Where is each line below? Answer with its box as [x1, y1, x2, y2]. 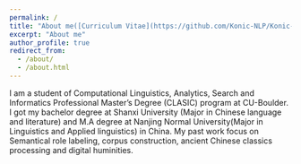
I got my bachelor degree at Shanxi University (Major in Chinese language [9, 107, 282, 117]
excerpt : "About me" [9, 30, 87, 39]
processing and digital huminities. [9, 144, 133, 155]
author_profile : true [9, 38, 90, 47]
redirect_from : [9, 47, 66, 56]
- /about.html [17, 64, 70, 73]
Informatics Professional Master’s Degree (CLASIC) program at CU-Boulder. [9, 97, 289, 108]
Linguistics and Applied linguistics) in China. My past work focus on [9, 125, 260, 136]
